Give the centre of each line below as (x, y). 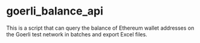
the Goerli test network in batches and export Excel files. (77, 34)
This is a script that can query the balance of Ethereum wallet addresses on (100, 28)
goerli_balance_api (55, 11)
